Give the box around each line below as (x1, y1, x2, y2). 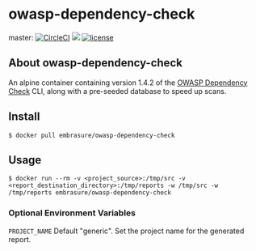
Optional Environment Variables (8, 207, 136, 219)
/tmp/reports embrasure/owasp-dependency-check (8, 189, 172, 197)
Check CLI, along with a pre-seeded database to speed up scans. (8, 86, 227, 96)
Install (8, 110, 40, 124)
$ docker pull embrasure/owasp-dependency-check (8, 131, 175, 139)
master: (8, 32, 34, 42)
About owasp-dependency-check (8, 56, 183, 70)
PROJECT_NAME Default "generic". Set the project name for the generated (8, 226, 245, 236)
